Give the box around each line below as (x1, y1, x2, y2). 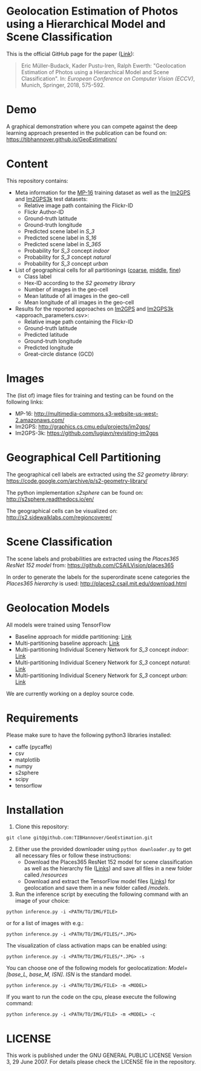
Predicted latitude (24, 331, 68, 338)
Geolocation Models (6, 601, 110, 615)
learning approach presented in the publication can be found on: (6, 129, 167, 136)
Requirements (6, 711, 79, 725)
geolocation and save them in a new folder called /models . (24, 884, 170, 892)
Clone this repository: (15, 823, 69, 830)
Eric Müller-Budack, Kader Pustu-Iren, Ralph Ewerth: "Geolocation (21, 62, 186, 69)
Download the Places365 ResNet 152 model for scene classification (24, 858, 193, 866)
